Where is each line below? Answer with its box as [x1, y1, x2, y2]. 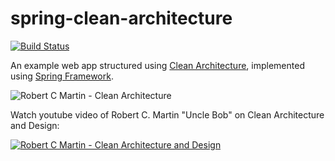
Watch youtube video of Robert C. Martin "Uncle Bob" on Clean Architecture [10, 108, 325, 121]
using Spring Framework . [10, 70, 114, 82]
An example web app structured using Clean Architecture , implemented [10, 59, 305, 71]
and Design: [10, 119, 60, 131]
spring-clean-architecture [10, 7, 233, 30]
